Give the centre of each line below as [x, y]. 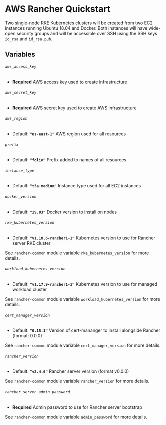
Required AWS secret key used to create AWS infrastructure [74, 108]
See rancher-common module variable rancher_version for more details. [77, 381]
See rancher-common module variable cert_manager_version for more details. [83, 345]
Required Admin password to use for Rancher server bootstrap [77, 407]
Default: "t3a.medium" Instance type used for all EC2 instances [77, 186]
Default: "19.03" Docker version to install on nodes [65, 212]
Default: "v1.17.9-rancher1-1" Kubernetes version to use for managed [85, 284]
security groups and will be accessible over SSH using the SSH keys [87, 33]
